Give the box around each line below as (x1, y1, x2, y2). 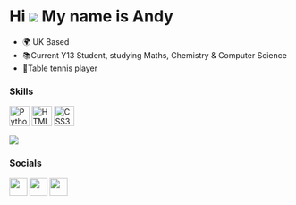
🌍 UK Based (21, 36, 70, 47)
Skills (9, 85, 34, 98)
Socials (9, 157, 42, 169)
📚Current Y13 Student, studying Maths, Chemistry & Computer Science (21, 49, 288, 60)
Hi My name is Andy (9, 6, 174, 27)
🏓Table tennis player (21, 63, 98, 73)
